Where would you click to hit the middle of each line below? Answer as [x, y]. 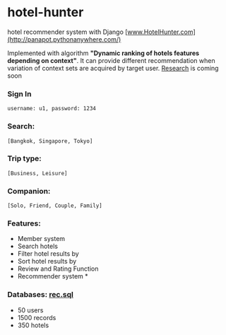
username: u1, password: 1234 [52, 109]
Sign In [19, 94]
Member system [41, 239]
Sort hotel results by [47, 261]
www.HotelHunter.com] [161, 32]
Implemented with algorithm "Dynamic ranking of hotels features [103, 53]
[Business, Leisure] [38, 173]
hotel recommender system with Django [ [67, 32]
